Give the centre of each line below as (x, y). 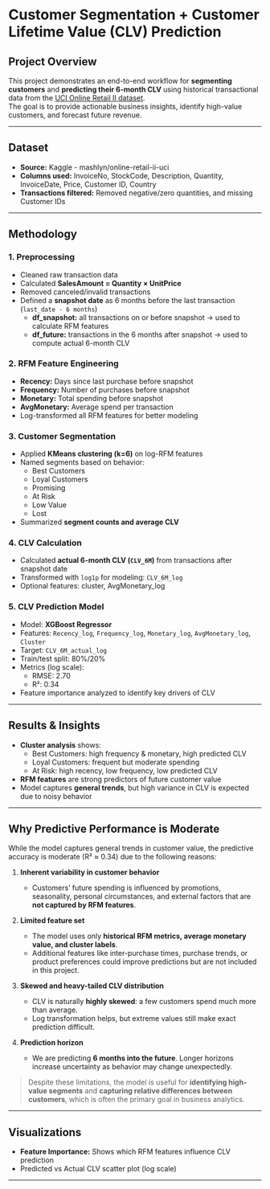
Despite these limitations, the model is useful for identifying (127, 1082)
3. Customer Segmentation (62, 436)
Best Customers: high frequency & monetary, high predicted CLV (139, 753)
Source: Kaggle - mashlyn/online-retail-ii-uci (94, 167)
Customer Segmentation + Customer (134, 15)
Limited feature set (52, 920)
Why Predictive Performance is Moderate (114, 828)
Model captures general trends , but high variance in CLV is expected (135, 787)
